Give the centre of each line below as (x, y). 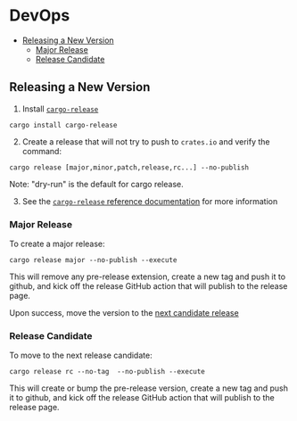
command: (42, 151)
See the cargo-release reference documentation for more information (150, 201)
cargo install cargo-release (63, 125)
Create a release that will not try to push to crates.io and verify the (146, 141)
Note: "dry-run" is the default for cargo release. (97, 184)
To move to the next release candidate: (81, 355)
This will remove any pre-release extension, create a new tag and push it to (148, 277)
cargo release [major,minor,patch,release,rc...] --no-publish (129, 167)
